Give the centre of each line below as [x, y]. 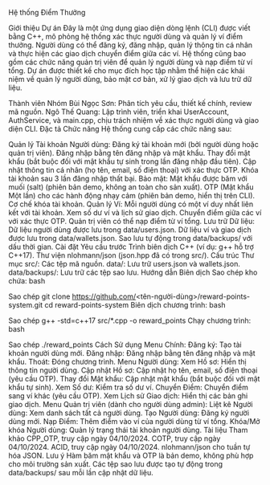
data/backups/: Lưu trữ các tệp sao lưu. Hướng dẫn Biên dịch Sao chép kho [133, 272]
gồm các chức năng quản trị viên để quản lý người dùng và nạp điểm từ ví [131, 62]
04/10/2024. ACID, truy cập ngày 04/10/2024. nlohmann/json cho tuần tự [129, 447]
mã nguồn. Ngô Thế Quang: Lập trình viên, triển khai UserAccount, [119, 112]
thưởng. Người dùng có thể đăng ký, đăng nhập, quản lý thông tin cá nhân [131, 45]
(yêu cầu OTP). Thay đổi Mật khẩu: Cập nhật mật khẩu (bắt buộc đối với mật [134, 379]
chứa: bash [27, 281]
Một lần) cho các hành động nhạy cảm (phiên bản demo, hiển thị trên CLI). [132, 196]
